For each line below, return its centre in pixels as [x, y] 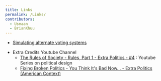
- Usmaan [19, 24]
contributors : [20, 19]
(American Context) [41, 73]
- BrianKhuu [22, 28]
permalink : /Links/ [26, 14]
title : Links [19, 10]
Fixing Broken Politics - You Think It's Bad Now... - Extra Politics [86, 68]
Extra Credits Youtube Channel [45, 52]
